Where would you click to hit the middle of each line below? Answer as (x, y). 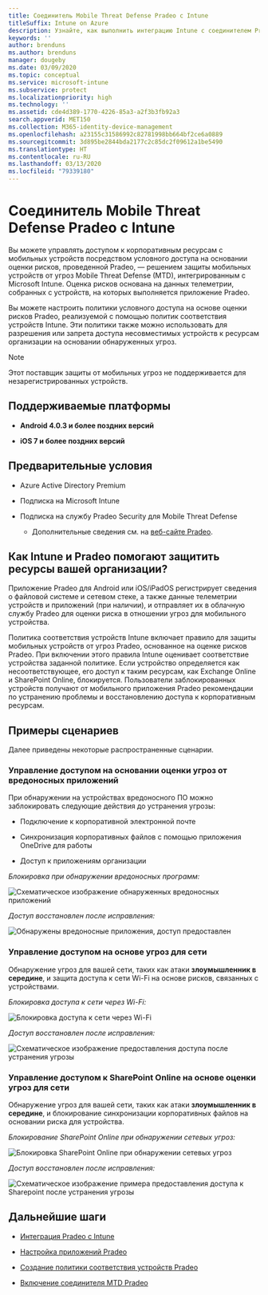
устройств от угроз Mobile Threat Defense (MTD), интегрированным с (127, 275)
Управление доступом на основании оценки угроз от (118, 771)
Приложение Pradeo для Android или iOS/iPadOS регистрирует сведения (132, 588)
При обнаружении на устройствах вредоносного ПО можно (111, 798)
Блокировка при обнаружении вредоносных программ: (104, 876)
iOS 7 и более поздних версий (72, 440)
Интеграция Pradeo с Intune (67, 1236)
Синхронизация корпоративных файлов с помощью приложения (130, 837)
